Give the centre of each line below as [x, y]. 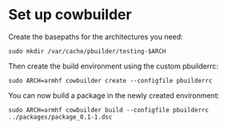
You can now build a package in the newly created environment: [114, 95]
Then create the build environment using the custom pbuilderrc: [113, 66]
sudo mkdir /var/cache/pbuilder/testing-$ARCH [87, 51]
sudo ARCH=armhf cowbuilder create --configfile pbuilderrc [111, 80]
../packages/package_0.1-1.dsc [60, 117]
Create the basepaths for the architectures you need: [96, 37]
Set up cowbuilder [70, 15]
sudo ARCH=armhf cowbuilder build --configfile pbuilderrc [109, 110]
